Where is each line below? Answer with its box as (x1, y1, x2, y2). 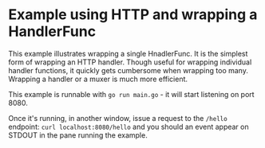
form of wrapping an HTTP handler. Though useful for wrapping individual (8, 57, 252, 67)
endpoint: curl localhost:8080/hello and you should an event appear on (8, 122, 249, 131)
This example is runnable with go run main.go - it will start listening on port (8, 89, 255, 99)
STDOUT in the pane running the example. (8, 130, 148, 140)
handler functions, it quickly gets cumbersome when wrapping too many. (8, 65, 249, 75)
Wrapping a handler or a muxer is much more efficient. (8, 74, 188, 84)
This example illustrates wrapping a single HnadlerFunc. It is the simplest (8, 49, 248, 58)
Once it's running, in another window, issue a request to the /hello (8, 113, 227, 123)
